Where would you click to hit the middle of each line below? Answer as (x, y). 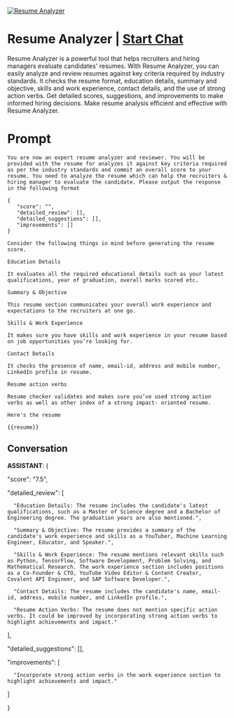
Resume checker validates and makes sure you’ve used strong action (109, 396)
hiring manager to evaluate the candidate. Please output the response (114, 182)
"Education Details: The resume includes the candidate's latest (111, 505)
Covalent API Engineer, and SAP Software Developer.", (89, 579)
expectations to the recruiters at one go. (72, 311)
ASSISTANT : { (28, 465)
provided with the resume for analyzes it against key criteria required (117, 164)
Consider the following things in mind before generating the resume (111, 243)
